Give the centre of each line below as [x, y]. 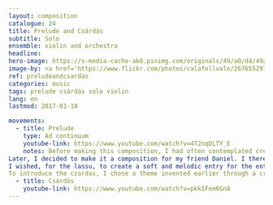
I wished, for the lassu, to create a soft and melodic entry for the [130, 166]
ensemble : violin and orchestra [63, 46]
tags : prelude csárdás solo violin [69, 91]
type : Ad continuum [56, 136]
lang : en [23, 99]
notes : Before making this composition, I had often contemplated [138, 151]
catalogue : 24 [32, 23]
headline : [25, 53]
